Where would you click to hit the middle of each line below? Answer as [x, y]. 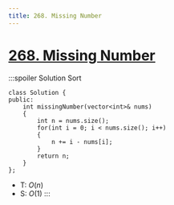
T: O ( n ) [32, 185]
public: [21, 100]
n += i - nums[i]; [82, 141]
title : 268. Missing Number [55, 16]
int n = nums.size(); [73, 121]
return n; [53, 156]
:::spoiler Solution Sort [45, 78]
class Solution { [37, 92]
